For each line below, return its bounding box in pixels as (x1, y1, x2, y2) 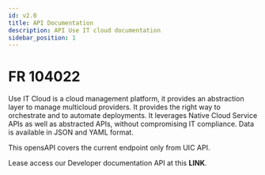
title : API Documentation (8, 19, 93, 27)
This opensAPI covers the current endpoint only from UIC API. (8, 143, 210, 153)
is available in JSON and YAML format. (8, 127, 134, 137)
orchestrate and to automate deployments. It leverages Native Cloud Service (8, 111, 258, 120)
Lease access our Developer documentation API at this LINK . (8, 158, 207, 168)
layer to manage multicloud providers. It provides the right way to (8, 102, 221, 112)
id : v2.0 (8, 11, 37, 20)
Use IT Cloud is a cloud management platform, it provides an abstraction (8, 94, 244, 104)
